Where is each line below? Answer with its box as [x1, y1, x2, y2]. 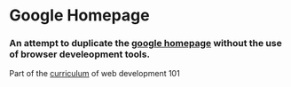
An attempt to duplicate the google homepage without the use [9, 37, 282, 50]
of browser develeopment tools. [9, 48, 151, 60]
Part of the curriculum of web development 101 [9, 68, 180, 79]
